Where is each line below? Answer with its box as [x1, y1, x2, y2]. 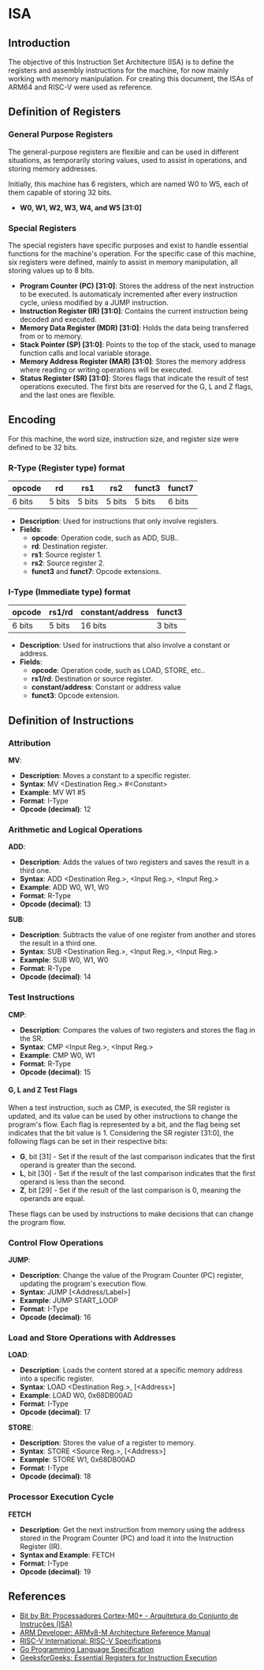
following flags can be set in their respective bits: [8, 1136, 168, 1146]
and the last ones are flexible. [19, 390, 116, 399]
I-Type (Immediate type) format [8, 587, 132, 598]
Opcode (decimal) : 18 [19, 1472, 91, 1481]
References [8, 1590, 66, 1604]
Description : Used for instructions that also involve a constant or [19, 640, 231, 650]
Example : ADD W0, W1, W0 [19, 882, 110, 892]
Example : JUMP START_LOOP [19, 1296, 118, 1305]
